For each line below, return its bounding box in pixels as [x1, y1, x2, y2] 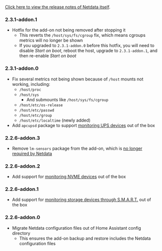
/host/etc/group [19, 113, 52, 118]
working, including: [12, 81, 50, 87]
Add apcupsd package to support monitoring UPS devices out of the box [12, 122, 155, 128]
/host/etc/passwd [19, 108, 55, 113]
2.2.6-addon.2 [5, 162, 40, 169]
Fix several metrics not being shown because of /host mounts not [12, 76, 144, 82]
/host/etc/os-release [19, 103, 63, 108]
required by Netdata [12, 150, 52, 157]
